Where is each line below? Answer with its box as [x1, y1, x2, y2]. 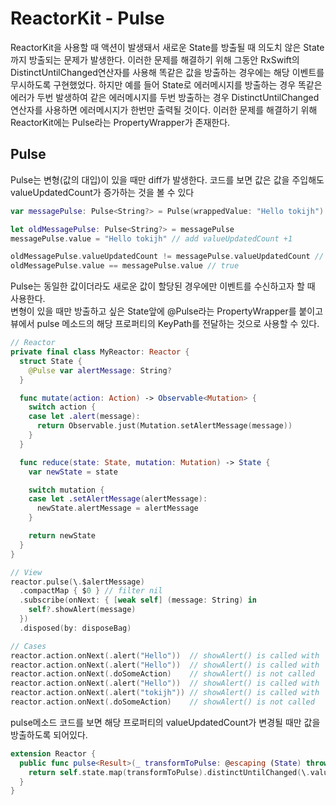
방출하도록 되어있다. [10, 728, 88, 741]
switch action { [28, 402, 97, 412]
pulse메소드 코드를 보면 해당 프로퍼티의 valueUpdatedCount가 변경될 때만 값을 [10, 716, 321, 728]
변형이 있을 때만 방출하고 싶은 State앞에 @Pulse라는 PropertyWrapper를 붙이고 [10, 305, 324, 317]
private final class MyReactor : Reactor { [10, 347, 190, 357]
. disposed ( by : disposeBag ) [19, 623, 132, 633]
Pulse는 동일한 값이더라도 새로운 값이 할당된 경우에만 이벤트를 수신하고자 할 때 [10, 280, 316, 292]
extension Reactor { [10, 748, 97, 759]
